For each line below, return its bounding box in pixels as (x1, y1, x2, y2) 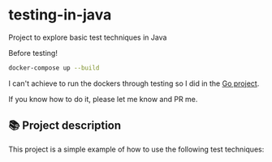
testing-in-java (8, 6, 112, 24)
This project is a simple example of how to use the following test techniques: (8, 144, 265, 154)
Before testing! (8, 48, 58, 58)
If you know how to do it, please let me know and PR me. (8, 94, 198, 104)
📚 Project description (8, 119, 122, 133)
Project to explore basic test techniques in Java (8, 32, 167, 42)
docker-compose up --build (8, 63, 100, 72)
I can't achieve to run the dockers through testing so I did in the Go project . (8, 79, 260, 88)
